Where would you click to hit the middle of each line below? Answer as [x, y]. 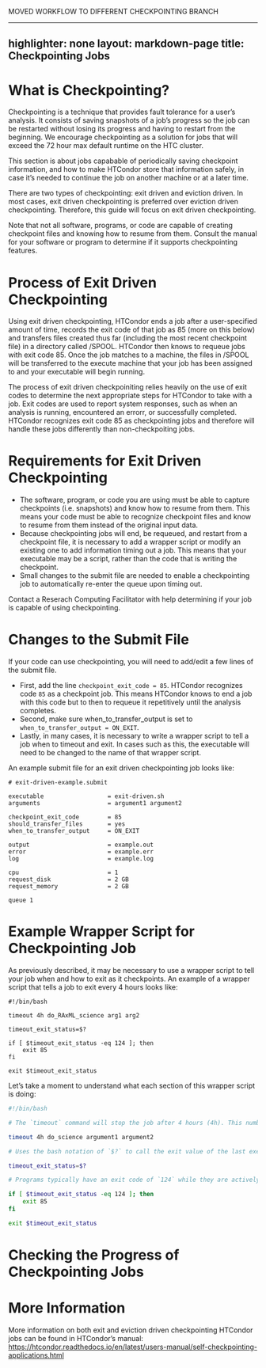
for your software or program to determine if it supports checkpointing [123, 242]
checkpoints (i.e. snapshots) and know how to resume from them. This [135, 508]
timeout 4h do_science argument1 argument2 [81, 1137]
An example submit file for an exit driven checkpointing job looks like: [122, 768]
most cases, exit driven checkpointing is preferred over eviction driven [123, 202]
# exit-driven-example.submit [58, 783]
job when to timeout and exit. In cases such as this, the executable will [134, 744]
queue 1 [21, 901]
